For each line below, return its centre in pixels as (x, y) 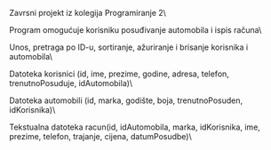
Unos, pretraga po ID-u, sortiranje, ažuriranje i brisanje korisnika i (129, 47)
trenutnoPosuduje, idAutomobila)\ (71, 83)
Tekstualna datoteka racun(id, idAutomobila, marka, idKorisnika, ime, (135, 127)
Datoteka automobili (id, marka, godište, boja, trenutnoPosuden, (126, 100)
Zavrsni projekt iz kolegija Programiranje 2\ (88, 13)
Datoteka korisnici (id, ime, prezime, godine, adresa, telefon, (119, 74)
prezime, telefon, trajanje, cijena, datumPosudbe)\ (101, 136)
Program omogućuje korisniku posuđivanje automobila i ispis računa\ (135, 30)
